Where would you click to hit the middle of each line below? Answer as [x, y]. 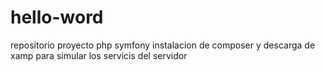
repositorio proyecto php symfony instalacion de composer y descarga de [163, 45]
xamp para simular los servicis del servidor [99, 55]
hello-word [57, 17]
